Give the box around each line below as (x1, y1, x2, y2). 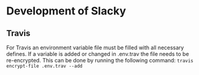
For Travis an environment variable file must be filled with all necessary (6, 44, 184, 51)
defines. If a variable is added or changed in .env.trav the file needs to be (6, 50, 189, 58)
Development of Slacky (6, 4, 126, 18)
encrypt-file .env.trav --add (6, 63, 83, 69)
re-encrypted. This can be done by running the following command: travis (6, 57, 194, 64)
